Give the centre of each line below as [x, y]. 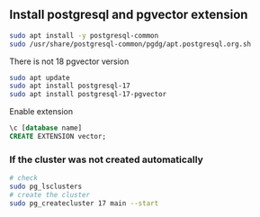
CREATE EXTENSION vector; [58, 137]
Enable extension [41, 112]
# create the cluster [50, 194]
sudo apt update [40, 77]
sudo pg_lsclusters [46, 187]
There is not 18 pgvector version [69, 61]
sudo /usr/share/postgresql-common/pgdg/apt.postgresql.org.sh [130, 44]
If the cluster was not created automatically [107, 159]
